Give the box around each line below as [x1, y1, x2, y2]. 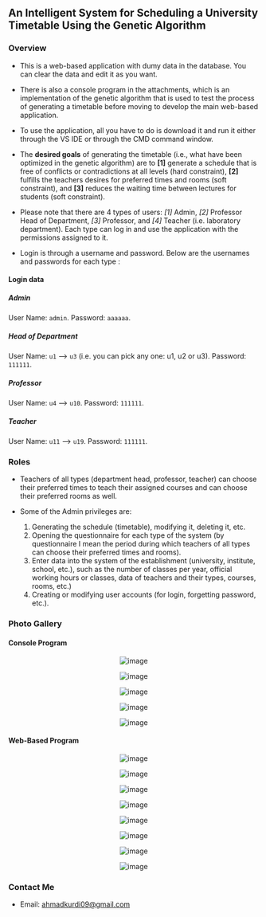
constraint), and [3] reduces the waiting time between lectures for [19, 183, 237, 193]
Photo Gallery [8, 618, 62, 629]
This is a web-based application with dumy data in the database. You [19, 61, 247, 70]
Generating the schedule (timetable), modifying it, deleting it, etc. [31, 522, 246, 532]
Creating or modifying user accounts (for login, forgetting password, [31, 590, 256, 600]
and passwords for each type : [19, 257, 121, 266]
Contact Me [8, 881, 55, 892]
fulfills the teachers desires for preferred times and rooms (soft [19, 174, 227, 184]
